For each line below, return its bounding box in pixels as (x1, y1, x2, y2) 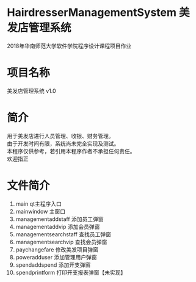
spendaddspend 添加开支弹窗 (15, 261, 91, 269)
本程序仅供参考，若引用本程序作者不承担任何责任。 (7, 147, 136, 154)
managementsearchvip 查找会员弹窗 (15, 238, 107, 245)
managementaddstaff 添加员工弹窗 (15, 215, 104, 223)
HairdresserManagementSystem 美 (7, 5, 190, 20)
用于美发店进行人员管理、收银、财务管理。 (7, 132, 114, 139)
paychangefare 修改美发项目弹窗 (15, 245, 98, 253)
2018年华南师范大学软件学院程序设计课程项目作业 (7, 42, 132, 49)
